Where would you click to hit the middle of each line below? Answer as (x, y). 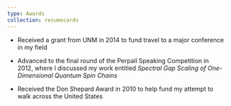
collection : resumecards (43, 20)
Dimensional (35, 75)
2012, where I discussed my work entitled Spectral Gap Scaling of (112, 68)
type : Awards (26, 14)
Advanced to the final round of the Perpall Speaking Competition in (113, 60)
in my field (32, 47)
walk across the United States (60, 96)
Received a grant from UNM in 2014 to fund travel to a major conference (120, 39)
